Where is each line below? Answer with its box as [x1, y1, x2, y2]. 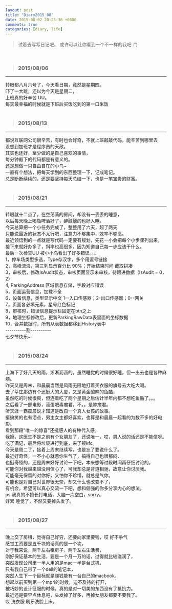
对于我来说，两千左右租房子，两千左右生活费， [5, 547, 104, 553]
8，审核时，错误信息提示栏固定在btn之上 [5, 308, 92, 314]
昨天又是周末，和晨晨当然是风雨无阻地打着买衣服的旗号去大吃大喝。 [5, 382, 149, 389]
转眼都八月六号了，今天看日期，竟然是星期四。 [5, 82, 104, 88]
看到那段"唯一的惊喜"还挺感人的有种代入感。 [5, 427, 100, 433]
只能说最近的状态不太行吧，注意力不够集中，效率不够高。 [5, 231, 126, 237]
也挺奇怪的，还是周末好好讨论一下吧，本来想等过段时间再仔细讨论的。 [5, 459, 154, 466]
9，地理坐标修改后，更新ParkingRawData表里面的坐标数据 [5, 315, 128, 321]
